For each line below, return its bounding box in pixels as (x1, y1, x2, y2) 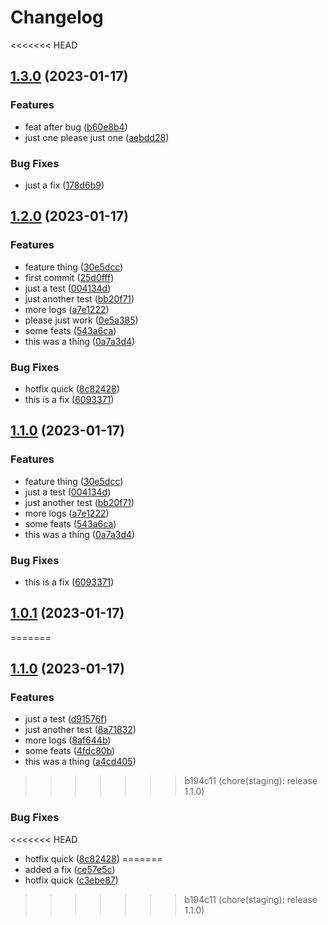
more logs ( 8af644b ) (24, 734, 112, 746)
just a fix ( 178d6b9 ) (24, 179, 105, 191)
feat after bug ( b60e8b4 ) (24, 121, 128, 133)
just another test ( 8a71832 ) (24, 724, 137, 736)
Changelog (10, 6, 104, 29)
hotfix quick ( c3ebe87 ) (24, 874, 119, 886)
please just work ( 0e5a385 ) (24, 314, 139, 326)
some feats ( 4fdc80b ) (24, 745, 116, 757)
